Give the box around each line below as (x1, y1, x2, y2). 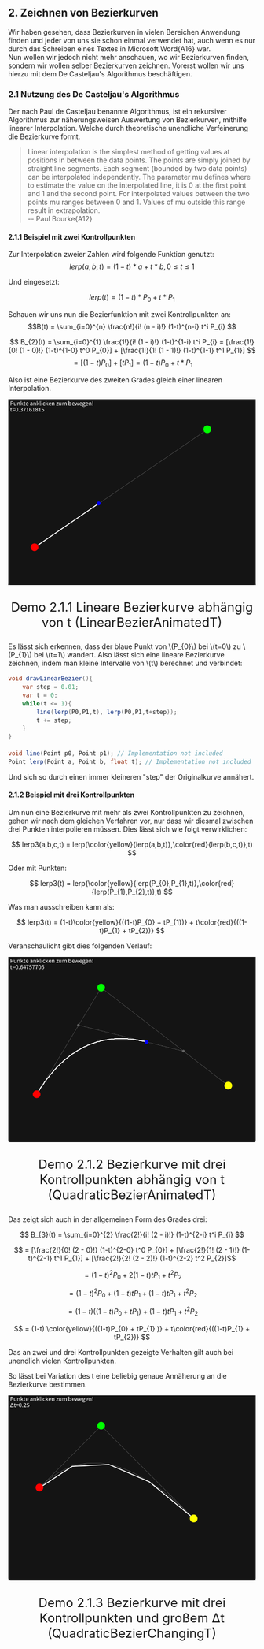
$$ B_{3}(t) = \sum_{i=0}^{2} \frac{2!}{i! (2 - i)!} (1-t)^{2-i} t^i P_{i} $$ (19, 1230, 245, 1239)
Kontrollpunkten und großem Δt (38, 1610, 225, 1626)
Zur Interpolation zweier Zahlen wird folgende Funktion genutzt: (8, 250, 214, 259)
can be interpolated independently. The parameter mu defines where (27, 173, 251, 182)
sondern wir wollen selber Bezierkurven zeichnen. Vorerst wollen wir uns (8, 61, 244, 70)
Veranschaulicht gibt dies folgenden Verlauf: (8, 941, 152, 951)
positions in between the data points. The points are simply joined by (27, 155, 251, 165)
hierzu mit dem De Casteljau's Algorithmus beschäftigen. (8, 69, 192, 78)
